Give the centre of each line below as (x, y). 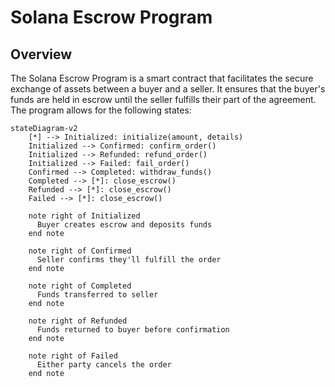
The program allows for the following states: (101, 110)
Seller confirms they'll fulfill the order (129, 260)
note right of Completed (80, 286)
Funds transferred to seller (97, 295)
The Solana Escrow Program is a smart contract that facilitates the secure (162, 78)
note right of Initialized (84, 216)
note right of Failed (73, 356)
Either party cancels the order (104, 365)
